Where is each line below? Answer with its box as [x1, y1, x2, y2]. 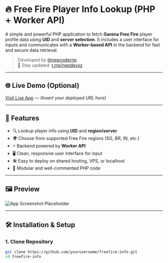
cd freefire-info [5, 254, 41, 259]
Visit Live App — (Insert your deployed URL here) [5, 94, 106, 101]
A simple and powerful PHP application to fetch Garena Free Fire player [5, 31, 152, 37]
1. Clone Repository [5, 238, 53, 245]
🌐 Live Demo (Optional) [5, 81, 79, 90]
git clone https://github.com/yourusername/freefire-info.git [5, 249, 137, 254]
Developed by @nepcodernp [17, 57, 77, 63]
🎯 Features [5, 114, 39, 122]
